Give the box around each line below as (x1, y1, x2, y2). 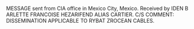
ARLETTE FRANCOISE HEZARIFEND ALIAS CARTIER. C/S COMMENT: (6, 11, 175, 18)
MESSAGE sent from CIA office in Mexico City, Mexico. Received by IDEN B (6, 5, 189, 12)
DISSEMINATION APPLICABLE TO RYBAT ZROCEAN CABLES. (6, 17, 155, 24)
